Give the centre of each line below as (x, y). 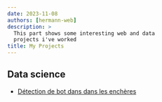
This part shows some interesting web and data (85, 33)
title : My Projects (36, 46)
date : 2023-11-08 (33, 14)
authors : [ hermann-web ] (42, 20)
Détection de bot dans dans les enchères (77, 91)
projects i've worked (45, 40)
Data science (36, 74)
